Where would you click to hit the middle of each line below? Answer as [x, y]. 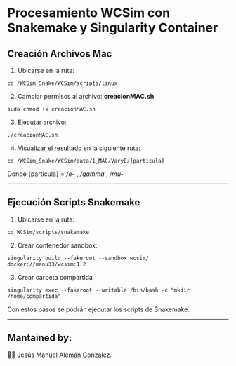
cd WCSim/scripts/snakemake [48, 232]
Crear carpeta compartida [55, 277]
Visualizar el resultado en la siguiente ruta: [79, 148]
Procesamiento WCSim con [89, 13]
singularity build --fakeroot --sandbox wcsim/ [78, 258]
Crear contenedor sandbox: [57, 245]
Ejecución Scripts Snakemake [74, 202]
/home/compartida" [34, 296]
